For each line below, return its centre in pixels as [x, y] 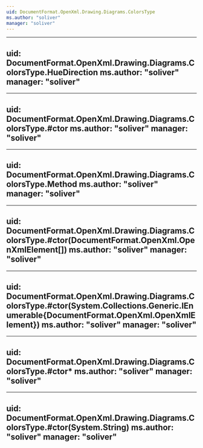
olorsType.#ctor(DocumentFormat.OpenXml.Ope [101, 240]
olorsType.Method [42, 185]
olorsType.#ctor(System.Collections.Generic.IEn [100, 306]
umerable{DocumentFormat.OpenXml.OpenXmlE [101, 316]
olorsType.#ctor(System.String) [68, 427]
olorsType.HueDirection [52, 72]
